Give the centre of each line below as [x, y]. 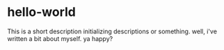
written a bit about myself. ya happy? [60, 38]
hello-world [42, 12]
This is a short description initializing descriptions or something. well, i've [112, 31]
